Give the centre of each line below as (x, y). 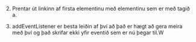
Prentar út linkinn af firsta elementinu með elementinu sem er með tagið (101, 9)
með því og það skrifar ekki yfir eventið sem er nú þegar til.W (88, 33)
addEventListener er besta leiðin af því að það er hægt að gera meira (97, 26)
